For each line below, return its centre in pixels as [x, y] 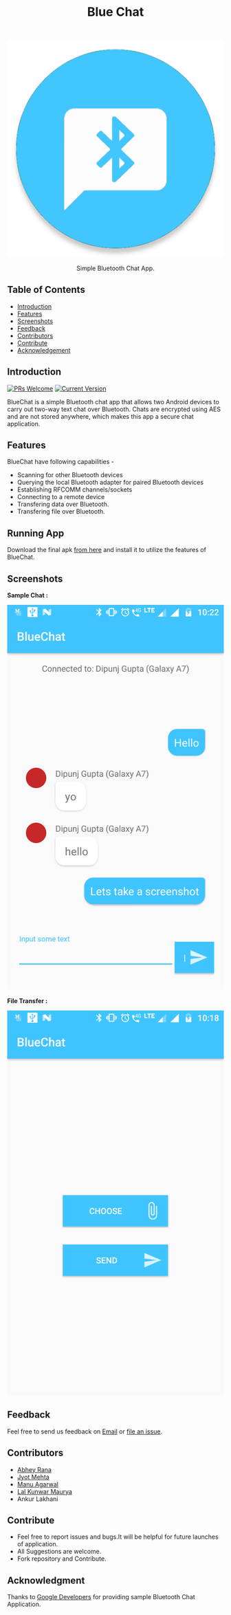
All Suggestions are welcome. [59, 1552]
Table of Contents [46, 290]
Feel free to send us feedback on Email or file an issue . [85, 1431]
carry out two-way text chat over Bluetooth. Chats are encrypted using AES [114, 409]
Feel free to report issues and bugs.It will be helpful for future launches [118, 1537]
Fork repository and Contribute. [62, 1559]
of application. [37, 1544]
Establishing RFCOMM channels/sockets [75, 490]
